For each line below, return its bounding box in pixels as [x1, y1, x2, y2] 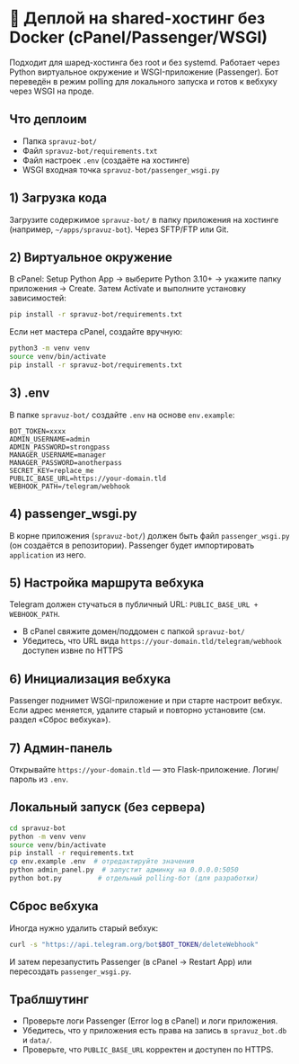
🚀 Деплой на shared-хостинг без [9, 8, 266, 29]
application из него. [9, 549, 87, 560]
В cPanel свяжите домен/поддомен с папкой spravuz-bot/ [22, 626, 245, 637]
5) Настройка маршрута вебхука [9, 575, 205, 590]
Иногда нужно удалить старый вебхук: [9, 922, 159, 934]
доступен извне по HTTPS [22, 645, 124, 656]
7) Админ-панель [9, 740, 113, 756]
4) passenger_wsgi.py [9, 506, 137, 522]
